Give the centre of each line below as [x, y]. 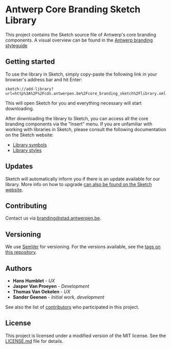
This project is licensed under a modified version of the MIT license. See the [86, 336]
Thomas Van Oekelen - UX [41, 292]
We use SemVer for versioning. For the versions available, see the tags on [83, 247]
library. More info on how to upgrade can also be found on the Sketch [79, 184]
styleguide [16, 45]
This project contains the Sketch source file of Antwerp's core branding [81, 34]
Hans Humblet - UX [34, 281]
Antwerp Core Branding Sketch [73, 10]
